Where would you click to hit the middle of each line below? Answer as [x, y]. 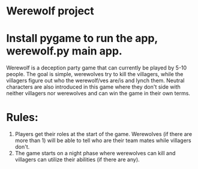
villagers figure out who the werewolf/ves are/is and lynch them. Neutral [95, 81]
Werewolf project [50, 11]
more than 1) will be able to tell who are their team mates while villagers [103, 141]
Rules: [22, 117]
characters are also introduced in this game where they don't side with [94, 87]
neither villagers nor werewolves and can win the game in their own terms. [98, 93]
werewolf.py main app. [64, 51]
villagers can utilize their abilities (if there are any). [77, 159]
